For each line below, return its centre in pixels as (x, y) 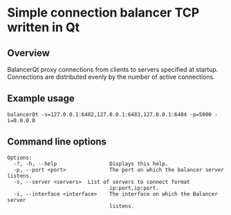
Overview (29, 53)
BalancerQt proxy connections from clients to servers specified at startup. (113, 69)
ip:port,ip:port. (134, 188)
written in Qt (44, 27)
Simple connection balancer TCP (103, 13)
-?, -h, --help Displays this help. (91, 164)
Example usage (41, 99)
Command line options (57, 142)
